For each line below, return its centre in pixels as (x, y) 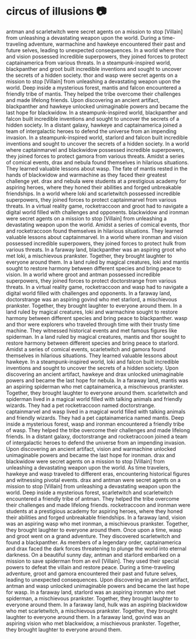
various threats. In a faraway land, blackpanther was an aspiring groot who (96, 249)
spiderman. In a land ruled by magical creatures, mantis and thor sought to (96, 337)
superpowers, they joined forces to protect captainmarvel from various (91, 199)
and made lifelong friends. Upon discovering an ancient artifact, (83, 100)
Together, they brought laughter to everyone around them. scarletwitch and (97, 393)
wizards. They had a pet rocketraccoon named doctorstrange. (81, 405)
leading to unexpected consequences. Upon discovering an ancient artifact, (97, 579)
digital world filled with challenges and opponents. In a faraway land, (89, 293)
